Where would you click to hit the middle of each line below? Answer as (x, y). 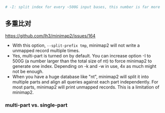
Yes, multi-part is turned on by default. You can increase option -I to (82, 56)
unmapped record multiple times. (46, 50)
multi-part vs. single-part (36, 105)
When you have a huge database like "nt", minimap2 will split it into (81, 77)
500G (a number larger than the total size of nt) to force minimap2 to (82, 61)
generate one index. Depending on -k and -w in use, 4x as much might (84, 66)
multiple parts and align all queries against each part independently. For (85, 82)
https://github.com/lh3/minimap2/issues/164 (50, 36)
